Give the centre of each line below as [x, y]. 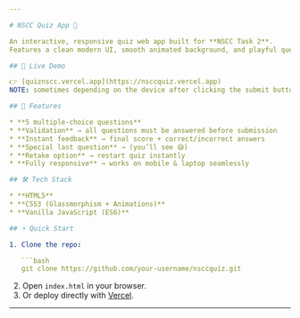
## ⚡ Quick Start [42, 228]
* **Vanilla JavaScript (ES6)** [69, 212]
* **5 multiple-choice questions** [75, 122]
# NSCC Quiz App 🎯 [43, 25]
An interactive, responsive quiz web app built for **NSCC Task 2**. [142, 41]
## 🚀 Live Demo [37, 66]
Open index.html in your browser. [84, 286]
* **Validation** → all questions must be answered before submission [143, 130]
